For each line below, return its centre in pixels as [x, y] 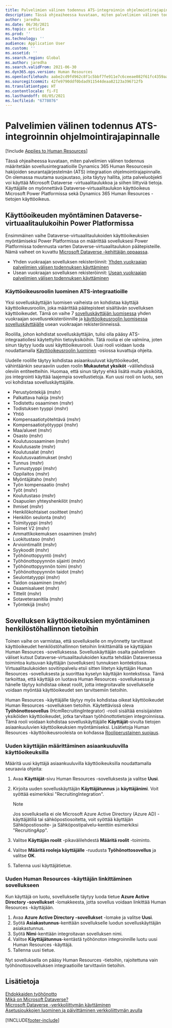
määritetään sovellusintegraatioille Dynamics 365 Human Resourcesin [79, 167]
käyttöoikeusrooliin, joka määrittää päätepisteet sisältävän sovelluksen [79, 308]
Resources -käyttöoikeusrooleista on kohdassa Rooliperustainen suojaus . [82, 733]
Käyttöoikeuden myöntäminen [55, 215]
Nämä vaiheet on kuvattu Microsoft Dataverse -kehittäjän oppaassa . [77, 252]
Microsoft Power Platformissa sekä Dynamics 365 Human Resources [78, 194]
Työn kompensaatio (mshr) [41, 485]
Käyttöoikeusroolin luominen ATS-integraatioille [67, 291]
